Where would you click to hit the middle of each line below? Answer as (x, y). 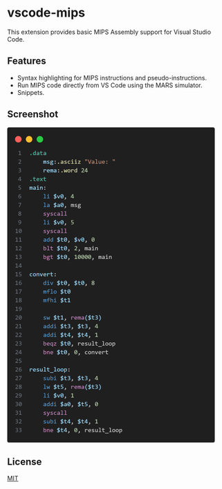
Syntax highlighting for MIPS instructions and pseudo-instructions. (112, 78)
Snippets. (31, 92)
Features (27, 61)
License (25, 462)
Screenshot (33, 115)
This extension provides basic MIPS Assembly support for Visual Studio (109, 32)
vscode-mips (46, 13)
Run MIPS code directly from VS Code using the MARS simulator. (110, 85)
